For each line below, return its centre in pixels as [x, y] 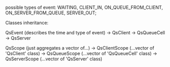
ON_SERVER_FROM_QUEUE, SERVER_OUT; [51, 13]
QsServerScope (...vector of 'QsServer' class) [54, 59]
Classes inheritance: [27, 23]
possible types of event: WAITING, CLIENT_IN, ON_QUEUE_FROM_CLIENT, [84, 7]
